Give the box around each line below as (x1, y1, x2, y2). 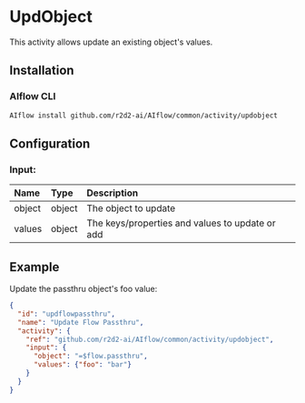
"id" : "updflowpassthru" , (17, 309, 116, 318)
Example (9, 259, 60, 275)
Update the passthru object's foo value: (9, 284, 158, 294)
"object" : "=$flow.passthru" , (33, 352, 148, 361)
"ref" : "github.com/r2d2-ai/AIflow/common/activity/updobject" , (25, 335, 274, 344)
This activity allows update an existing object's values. (9, 36, 213, 47)
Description (85, 186, 139, 199)
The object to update (85, 202, 176, 215)
